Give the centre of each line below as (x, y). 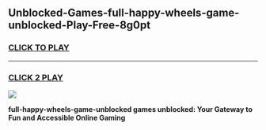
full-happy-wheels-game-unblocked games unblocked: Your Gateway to (131, 109)
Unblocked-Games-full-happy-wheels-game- (124, 13)
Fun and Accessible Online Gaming (67, 117)
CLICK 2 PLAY (36, 77)
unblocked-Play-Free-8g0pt (80, 26)
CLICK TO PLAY (39, 48)
